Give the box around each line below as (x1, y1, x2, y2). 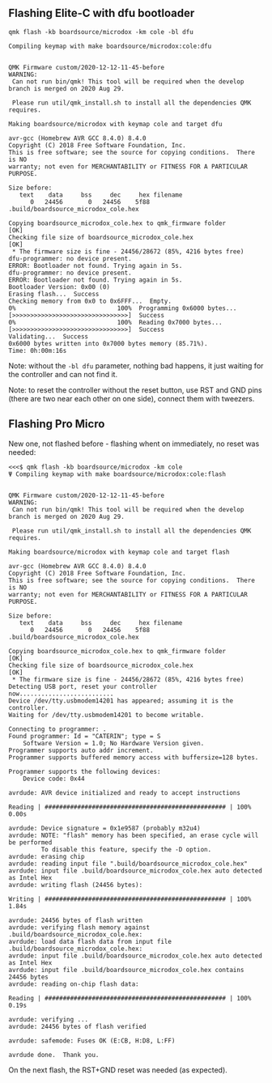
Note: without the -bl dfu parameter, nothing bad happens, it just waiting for (8, 360, 264, 371)
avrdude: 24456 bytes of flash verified (8, 1022, 147, 1030)
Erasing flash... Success (8, 290, 100, 298)
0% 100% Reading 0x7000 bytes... (8, 318, 223, 326)
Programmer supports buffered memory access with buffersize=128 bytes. (8, 753, 259, 762)
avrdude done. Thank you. (8, 1051, 100, 1059)
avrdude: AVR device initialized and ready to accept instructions (8, 788, 241, 796)
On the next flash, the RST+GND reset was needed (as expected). (8, 1064, 228, 1075)
